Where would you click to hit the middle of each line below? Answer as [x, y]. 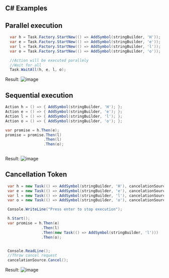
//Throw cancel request [32, 256]
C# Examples [26, 8]
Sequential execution [39, 95]
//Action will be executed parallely [49, 60]
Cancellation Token [36, 175]
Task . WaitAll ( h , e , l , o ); [38, 70]
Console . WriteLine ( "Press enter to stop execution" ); [65, 209]
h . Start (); [19, 219]
